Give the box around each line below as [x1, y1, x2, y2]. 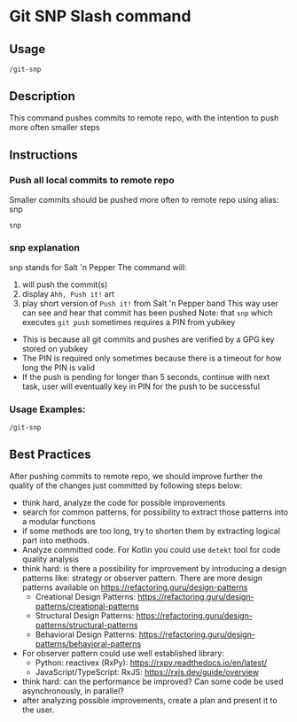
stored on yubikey [21, 343, 89, 353]
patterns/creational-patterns [35, 601, 139, 611]
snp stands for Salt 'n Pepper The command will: [9, 261, 188, 272]
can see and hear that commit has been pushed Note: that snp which [21, 307, 273, 318]
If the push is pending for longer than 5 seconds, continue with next [21, 371, 270, 382]
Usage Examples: [9, 403, 86, 415]
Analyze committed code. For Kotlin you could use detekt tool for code [21, 544, 281, 555]
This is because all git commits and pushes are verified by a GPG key [21, 334, 275, 345]
